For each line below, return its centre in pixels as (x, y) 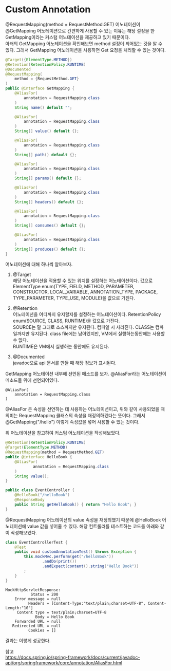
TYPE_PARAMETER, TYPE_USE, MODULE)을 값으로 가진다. (74, 298)
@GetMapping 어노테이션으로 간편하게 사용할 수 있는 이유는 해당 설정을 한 (80, 31)
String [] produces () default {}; (50, 249)
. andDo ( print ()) (59, 562)
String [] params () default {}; (48, 178)
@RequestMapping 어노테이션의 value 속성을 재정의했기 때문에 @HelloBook (83, 519)
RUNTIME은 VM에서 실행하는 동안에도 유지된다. (61, 347)
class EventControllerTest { (36, 542)
